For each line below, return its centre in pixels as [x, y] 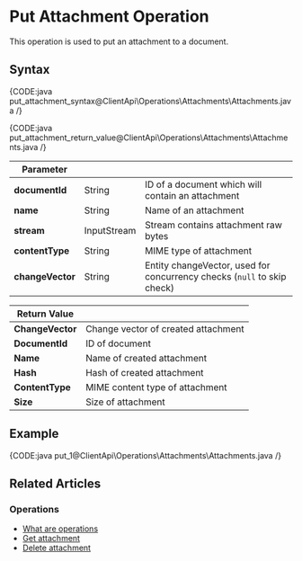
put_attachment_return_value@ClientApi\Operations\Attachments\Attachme [149, 138]
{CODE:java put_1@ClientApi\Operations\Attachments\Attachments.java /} [145, 455]
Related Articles [55, 483]
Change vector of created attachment [164, 328]
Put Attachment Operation [109, 17]
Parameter [45, 169]
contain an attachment [192, 195]
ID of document [118, 343]
